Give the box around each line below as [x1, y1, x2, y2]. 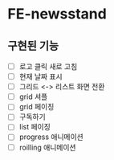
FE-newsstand [7, 5, 108, 23]
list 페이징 [18, 122, 51, 132]
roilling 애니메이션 [18, 142, 76, 152]
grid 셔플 [18, 92, 48, 101]
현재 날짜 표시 [18, 72, 63, 81]
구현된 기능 [7, 39, 59, 52]
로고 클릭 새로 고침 [18, 62, 78, 71]
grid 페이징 [18, 102, 55, 112]
